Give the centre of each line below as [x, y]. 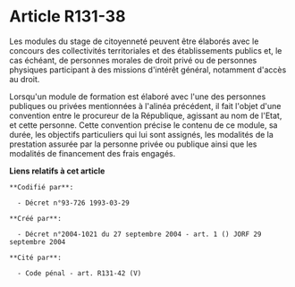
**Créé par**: [36, 218]
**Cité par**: [36, 257]
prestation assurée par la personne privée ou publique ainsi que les [133, 144]
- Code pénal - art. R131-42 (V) [80, 273]
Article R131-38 [67, 17]
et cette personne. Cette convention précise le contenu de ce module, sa [143, 125]
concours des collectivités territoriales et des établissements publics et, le [146, 50]
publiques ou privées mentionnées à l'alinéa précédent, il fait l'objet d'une [145, 106]
